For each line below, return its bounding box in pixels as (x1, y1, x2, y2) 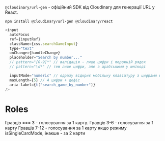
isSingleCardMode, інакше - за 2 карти (5, 130, 85, 136)
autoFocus (9, 32, 29, 37)
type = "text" (9, 46, 34, 51)
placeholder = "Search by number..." (9, 55, 82, 60)
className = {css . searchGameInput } (9, 41, 78, 46)
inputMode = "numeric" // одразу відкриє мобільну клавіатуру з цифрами (9, 73, 157, 78)
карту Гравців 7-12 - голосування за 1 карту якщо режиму (5, 125, 127, 131)
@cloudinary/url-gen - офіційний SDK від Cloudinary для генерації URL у (5, 4, 155, 10)
